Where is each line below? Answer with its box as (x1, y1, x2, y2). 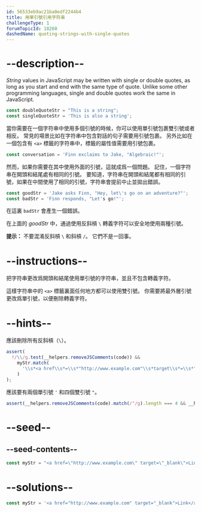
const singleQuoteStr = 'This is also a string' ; (6, 113, 133, 119)
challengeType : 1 (6, 20, 50, 26)
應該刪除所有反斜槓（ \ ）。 (6, 337, 70, 344)
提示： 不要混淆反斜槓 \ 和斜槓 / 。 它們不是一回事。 (6, 233, 135, 240)
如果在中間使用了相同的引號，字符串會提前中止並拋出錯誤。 (16, 178, 163, 185)
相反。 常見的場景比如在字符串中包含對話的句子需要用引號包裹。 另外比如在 (6, 132, 193, 139)
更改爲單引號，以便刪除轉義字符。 (6, 295, 90, 302)
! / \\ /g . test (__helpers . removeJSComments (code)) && (11, 354, 141, 360)
